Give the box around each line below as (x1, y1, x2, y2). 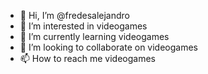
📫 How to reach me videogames (19, 53, 156, 64)
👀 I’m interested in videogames (19, 20, 148, 32)
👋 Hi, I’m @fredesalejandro (19, 10, 130, 21)
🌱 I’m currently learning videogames (19, 31, 170, 42)
